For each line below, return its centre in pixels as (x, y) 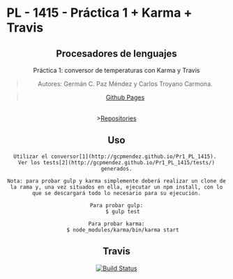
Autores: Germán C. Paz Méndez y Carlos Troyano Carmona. (125, 84)
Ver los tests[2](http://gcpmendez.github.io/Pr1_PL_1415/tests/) (116, 162)
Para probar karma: (116, 224)
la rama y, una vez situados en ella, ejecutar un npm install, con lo (116, 187)
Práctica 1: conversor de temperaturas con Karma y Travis (116, 70)
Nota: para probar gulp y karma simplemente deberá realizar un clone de (116, 181)
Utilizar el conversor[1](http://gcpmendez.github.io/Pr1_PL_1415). (115, 156)
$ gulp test (122, 211)
